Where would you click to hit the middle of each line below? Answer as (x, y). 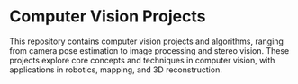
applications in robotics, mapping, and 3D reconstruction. (116, 70)
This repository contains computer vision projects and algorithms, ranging (146, 41)
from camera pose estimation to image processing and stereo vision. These (149, 50)
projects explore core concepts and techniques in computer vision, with (142, 60)
